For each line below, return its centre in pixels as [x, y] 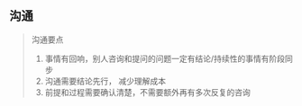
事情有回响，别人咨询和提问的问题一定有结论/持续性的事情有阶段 [165, 58]
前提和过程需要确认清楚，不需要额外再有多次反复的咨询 [147, 92]
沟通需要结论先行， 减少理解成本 [105, 81]
